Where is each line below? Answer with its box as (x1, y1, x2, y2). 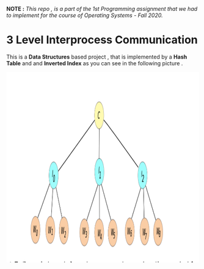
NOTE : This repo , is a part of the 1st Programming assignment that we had (6, 5, 198, 12)
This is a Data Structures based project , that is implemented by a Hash (6, 53, 188, 60)
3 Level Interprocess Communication (6, 33, 199, 47)
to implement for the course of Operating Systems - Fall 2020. (6, 12, 163, 19)
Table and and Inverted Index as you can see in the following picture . (6, 59, 183, 66)
